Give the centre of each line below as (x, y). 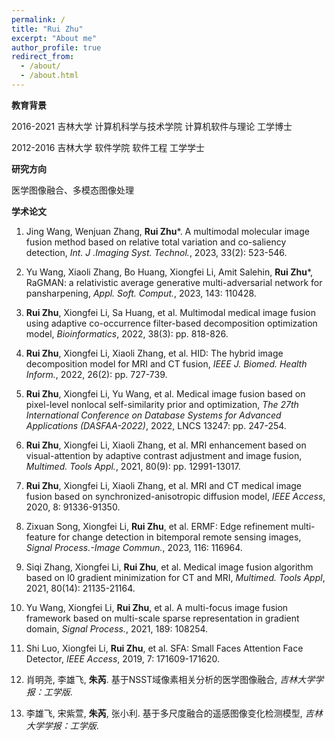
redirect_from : (43, 57)
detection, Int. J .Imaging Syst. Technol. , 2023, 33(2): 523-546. (156, 252)
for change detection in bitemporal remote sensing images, (179, 537)
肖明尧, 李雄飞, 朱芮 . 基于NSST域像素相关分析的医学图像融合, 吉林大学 (170, 679)
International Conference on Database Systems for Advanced (153, 415)
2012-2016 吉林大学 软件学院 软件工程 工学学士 (108, 147)
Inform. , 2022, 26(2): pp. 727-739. (96, 374)
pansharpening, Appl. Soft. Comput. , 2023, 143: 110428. (141, 293)
